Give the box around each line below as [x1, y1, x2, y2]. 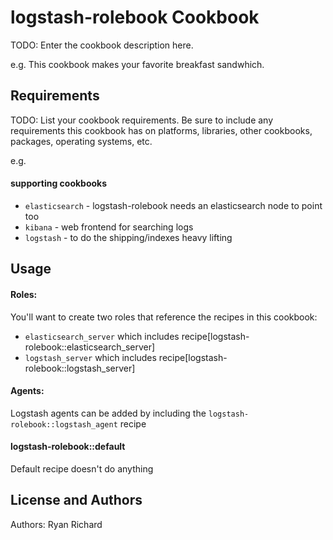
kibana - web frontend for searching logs [24, 221, 194, 233]
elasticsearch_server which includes [24, 330, 180, 342]
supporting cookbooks [10, 177, 108, 190]
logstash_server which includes [24, 351, 157, 363]
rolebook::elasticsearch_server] [24, 341, 156, 353]
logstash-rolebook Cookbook [10, 6, 260, 29]
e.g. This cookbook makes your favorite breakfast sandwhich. [10, 58, 265, 70]
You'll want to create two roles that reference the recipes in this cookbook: [10, 311, 318, 323]
